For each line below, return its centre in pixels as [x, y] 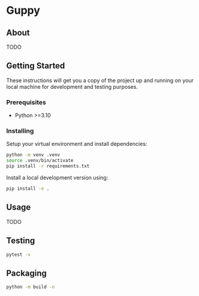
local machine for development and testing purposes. [72, 86]
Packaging [26, 273]
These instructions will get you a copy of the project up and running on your [100, 80]
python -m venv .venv [33, 155]
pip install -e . [28, 189]
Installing [20, 131]
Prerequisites [26, 102]
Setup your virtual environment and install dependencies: [77, 144]
